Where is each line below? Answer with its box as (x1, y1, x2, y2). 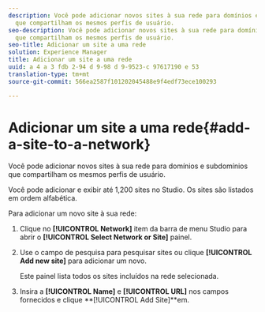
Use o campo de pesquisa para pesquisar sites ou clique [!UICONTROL (19, 248, 252, 257)
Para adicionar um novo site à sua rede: (8, 209, 137, 218)
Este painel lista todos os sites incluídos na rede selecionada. (19, 272, 219, 281)
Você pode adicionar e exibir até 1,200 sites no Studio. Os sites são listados (8, 185, 254, 194)
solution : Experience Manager (8, 48, 108, 56)
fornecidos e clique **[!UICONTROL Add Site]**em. (19, 295, 190, 305)
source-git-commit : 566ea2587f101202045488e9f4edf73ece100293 (8, 77, 217, 85)
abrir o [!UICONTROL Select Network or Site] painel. (19, 232, 192, 242)
